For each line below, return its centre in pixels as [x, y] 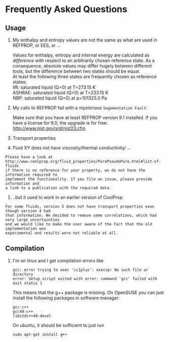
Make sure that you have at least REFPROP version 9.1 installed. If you [85, 118]
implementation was [26, 229]
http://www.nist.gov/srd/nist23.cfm [49, 128]
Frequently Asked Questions [66, 9]
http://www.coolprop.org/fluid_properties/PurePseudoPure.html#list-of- [83, 161]
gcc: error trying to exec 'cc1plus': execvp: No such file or [80, 270]
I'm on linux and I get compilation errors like [58, 260]
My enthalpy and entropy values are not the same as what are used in [85, 40]
